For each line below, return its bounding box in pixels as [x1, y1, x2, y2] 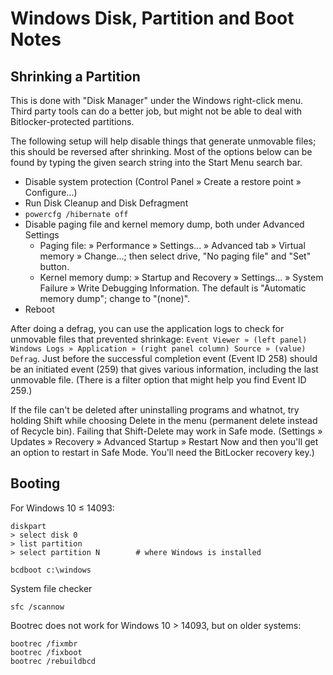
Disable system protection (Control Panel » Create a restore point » [24, 176, 302, 187]
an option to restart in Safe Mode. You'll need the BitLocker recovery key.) [10, 447, 315, 458]
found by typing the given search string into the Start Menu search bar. [10, 157, 303, 168]
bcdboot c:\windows [10, 565, 92, 575]
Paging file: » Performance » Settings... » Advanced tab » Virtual [39, 240, 306, 251]
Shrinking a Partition [10, 68, 141, 85]
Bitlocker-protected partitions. [10, 116, 135, 127]
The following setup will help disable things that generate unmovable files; [10, 135, 317, 147]
